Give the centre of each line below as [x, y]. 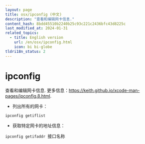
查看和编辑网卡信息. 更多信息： [37, 91]
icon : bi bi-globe [33, 47]
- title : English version [37, 38]
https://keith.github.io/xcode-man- [104, 91]
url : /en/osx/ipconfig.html [43, 42]
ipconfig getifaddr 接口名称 [35, 136]
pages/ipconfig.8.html [28, 96]
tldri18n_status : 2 [25, 51]
